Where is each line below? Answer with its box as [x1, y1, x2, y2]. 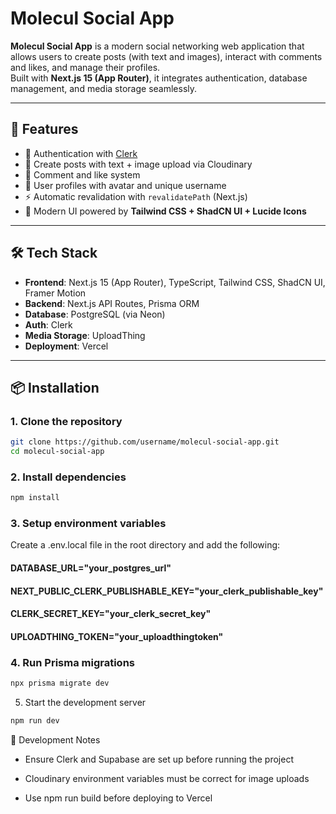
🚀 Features [10, 121, 79, 138]
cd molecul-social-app [10, 447, 105, 457]
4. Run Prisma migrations [10, 655, 136, 669]
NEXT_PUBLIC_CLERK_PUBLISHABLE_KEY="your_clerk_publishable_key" [10, 585, 324, 597]
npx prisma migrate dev [10, 678, 110, 689]
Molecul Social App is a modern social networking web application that [10, 40, 305, 52]
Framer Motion [24, 287, 87, 299]
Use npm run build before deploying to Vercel [24, 792, 213, 804]
